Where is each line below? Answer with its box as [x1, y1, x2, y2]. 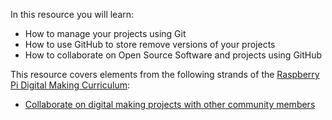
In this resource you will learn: [10, 9, 135, 20]
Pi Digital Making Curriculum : [10, 79, 131, 91]
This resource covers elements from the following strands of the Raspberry [10, 69, 320, 80]
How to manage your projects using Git [24, 28, 187, 39]
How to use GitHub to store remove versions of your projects [24, 39, 276, 50]
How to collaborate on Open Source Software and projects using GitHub [24, 49, 323, 61]
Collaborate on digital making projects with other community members [24, 99, 316, 110]
